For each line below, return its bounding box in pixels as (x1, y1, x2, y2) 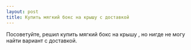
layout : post (6, 8, 39, 15)
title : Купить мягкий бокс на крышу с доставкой (6, 14, 130, 20)
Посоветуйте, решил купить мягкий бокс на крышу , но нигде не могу (6, 30, 186, 37)
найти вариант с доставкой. (6, 37, 78, 44)
